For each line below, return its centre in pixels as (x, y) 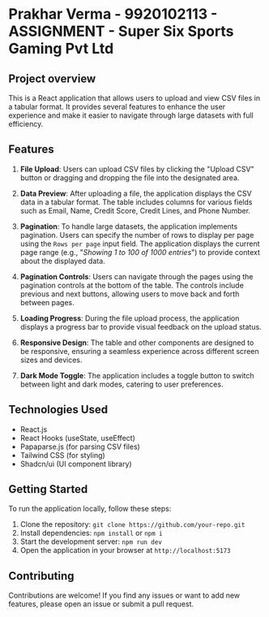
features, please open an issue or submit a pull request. (101, 604)
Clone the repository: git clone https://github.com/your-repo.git (132, 524)
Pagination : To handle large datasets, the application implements (129, 226)
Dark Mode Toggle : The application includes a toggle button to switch (137, 375)
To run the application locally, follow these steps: (90, 509)
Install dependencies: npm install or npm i (92, 533)
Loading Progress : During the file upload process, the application (130, 318)
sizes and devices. (51, 360)
